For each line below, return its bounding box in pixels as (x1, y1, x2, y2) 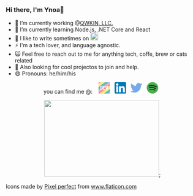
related (14, 57, 33, 64)
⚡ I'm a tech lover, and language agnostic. (14, 42, 121, 49)
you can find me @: (43, 88, 93, 96)
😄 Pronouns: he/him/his (14, 70, 76, 77)
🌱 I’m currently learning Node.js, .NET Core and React (14, 26, 151, 33)
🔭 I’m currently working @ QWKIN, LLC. (14, 20, 113, 27)
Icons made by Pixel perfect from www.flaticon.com (6, 183, 137, 190)
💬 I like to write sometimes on (14, 35, 89, 42)
